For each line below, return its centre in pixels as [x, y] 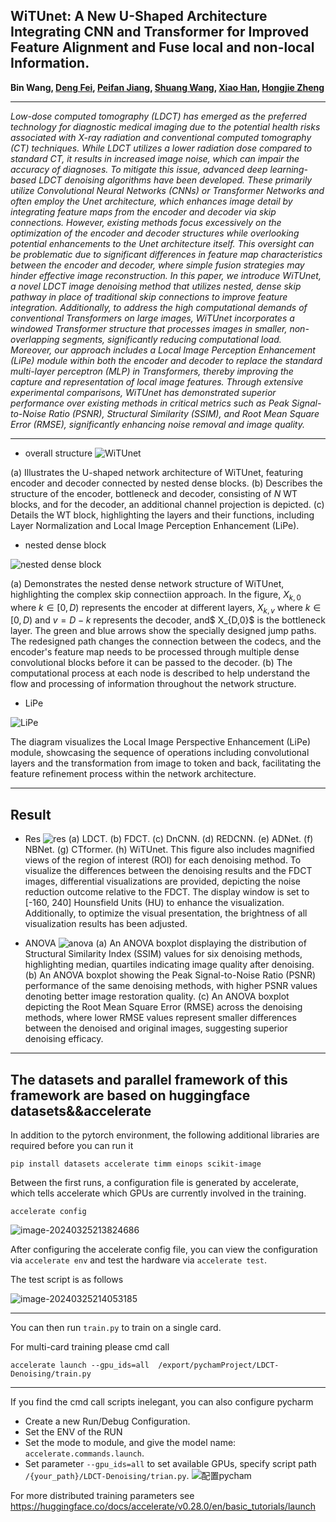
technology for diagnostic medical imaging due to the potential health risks [165, 126]
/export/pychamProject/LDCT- [219, 1365]
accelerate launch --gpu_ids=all [80, 1365]
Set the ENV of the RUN [73, 1432]
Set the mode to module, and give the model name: [130, 1443]
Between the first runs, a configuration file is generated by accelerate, [154, 1183]
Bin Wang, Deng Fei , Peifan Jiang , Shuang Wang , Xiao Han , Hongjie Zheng [167, 87]
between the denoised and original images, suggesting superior [156, 1028]
